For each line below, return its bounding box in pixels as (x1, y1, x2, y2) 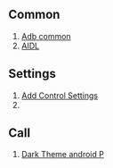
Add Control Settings (20, 89, 99, 101)
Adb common (20, 30, 72, 41)
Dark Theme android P (20, 149, 104, 160)
